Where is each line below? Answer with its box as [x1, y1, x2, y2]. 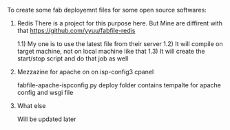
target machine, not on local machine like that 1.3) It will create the [17, 47, 205, 55]
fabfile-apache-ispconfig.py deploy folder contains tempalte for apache [17, 81, 222, 89]
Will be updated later [17, 115, 76, 123]
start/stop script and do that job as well [17, 54, 129, 63]
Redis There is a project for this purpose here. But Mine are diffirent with [17, 19, 222, 27]
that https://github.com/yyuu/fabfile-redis [17, 27, 136, 34]
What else [17, 102, 46, 109]
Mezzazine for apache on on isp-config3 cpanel [17, 68, 154, 76]
